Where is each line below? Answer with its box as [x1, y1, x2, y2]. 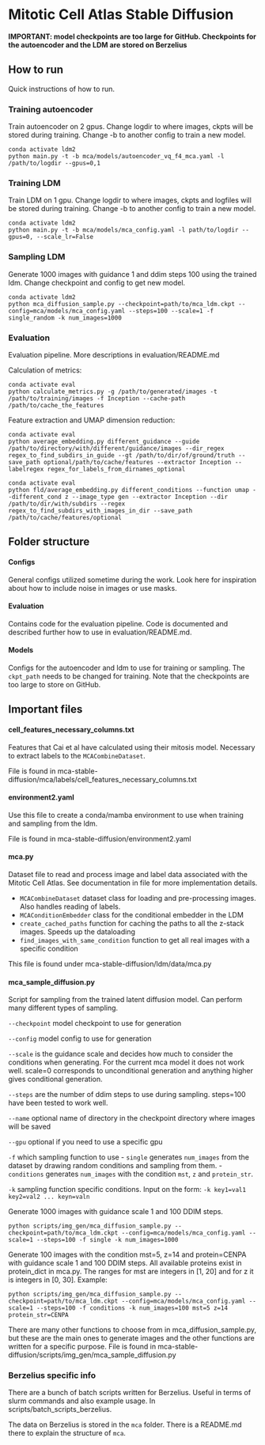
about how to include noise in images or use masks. [8, 583, 177, 592]
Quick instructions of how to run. [8, 84, 115, 93]
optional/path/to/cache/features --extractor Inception [43, 458, 232, 466]
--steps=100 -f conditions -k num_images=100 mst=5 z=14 [36, 1304, 228, 1312]
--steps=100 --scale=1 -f [128, 307, 214, 315]
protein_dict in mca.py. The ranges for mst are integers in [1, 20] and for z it [8, 1267, 255, 1277]
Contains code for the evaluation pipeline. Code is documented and [8, 618, 229, 628]
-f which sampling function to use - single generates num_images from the [8, 1152, 250, 1162]
